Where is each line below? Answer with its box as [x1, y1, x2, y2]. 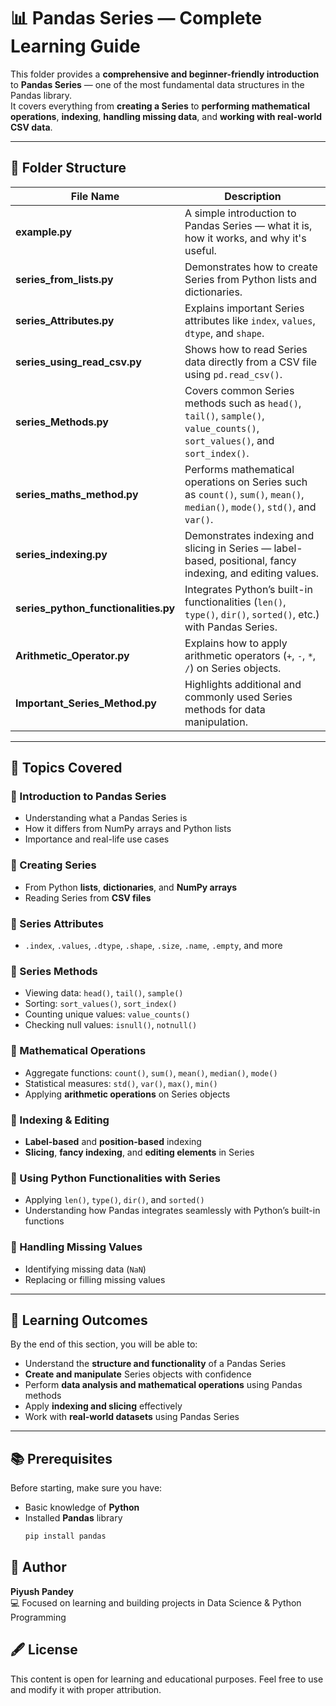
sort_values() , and [184, 433, 275, 447]
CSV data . [10, 121, 53, 133]
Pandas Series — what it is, [184, 218, 313, 232]
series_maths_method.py [15, 487, 139, 501]
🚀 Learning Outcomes [10, 1311, 148, 1329]
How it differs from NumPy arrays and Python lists [24, 823, 232, 835]
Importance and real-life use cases [24, 833, 170, 845]
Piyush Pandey [10, 1585, 74, 1597]
